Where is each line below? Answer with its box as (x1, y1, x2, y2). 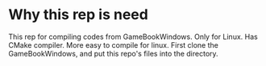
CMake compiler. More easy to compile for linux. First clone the (8, 40, 219, 49)
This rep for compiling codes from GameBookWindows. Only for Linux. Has (8, 32, 258, 41)
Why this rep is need (8, 6, 149, 24)
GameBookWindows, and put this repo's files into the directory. (8, 49, 219, 58)
